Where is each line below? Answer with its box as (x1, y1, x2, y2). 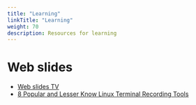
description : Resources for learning (7, 29, 117, 37)
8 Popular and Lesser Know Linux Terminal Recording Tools (17, 90, 189, 98)
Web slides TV (17, 83, 59, 91)
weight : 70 (7, 23, 39, 30)
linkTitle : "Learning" (7, 17, 73, 24)
